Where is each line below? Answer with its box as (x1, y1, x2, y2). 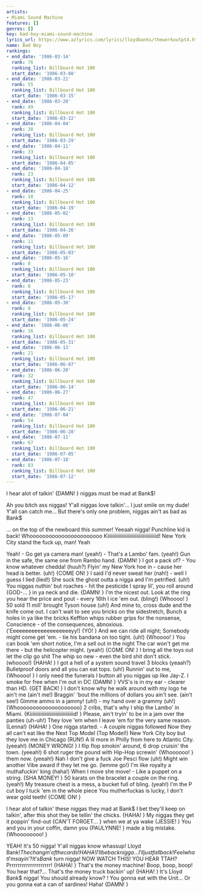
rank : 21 (11, 350, 34, 356)
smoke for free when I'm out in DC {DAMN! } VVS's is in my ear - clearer (6, 678, 185, 686)
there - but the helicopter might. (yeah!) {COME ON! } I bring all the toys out (6, 647, 194, 654)
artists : (6, 8, 28, 15)
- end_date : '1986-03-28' (6, 98, 71, 104)
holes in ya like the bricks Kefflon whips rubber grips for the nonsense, (6, 615, 182, 622)
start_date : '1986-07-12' (11, 473, 77, 479)
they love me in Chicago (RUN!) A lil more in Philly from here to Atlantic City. (6, 736, 194, 743)
